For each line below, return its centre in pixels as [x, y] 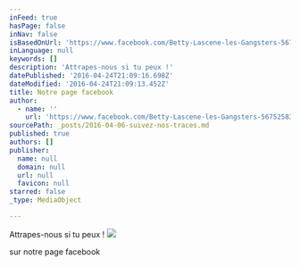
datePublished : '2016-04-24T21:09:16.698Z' [92, 76]
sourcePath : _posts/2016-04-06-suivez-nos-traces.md [109, 126]
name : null [37, 158]
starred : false [37, 192]
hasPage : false [37, 26]
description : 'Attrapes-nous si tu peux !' [92, 68]
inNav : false [33, 34]
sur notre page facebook [55, 252]
